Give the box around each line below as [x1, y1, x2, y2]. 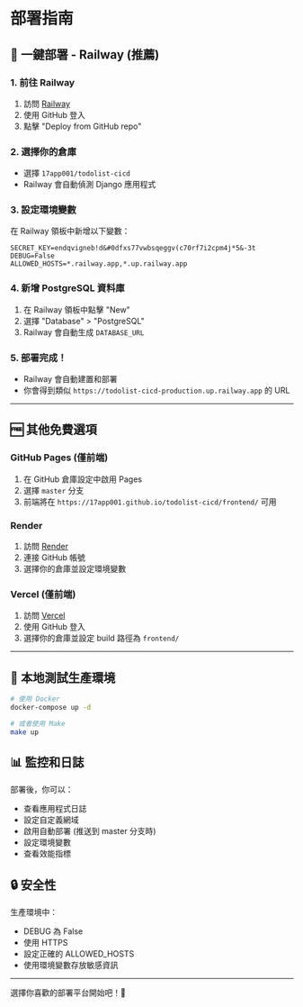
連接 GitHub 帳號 [22, 552, 86, 563]
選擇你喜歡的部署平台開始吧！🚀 [10, 987, 127, 998]
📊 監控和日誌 [10, 755, 85, 770]
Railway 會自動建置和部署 [22, 374, 118, 385]
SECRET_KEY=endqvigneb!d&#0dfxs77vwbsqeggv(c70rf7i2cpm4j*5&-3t [10, 244, 256, 253]
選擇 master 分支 [22, 485, 85, 495]
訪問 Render [22, 541, 68, 552]
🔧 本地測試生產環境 [10, 670, 116, 685]
